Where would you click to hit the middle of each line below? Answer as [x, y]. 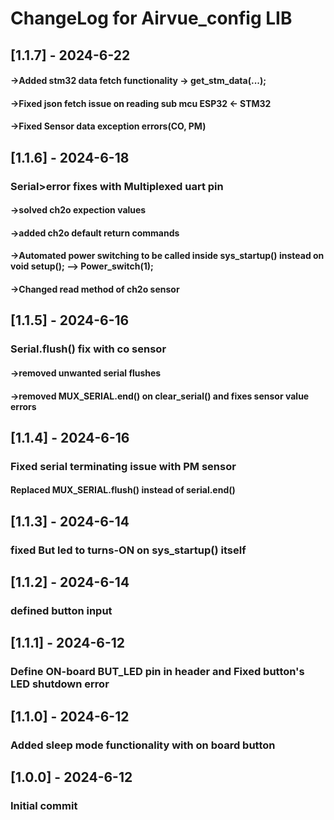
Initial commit [44, 806]
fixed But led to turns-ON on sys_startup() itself [128, 550]
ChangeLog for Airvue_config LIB [151, 18]
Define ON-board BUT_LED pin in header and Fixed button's [157, 672]
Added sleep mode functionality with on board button [143, 745]
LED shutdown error [60, 684]
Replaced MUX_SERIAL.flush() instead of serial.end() [123, 490]
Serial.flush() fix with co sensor [88, 349]
